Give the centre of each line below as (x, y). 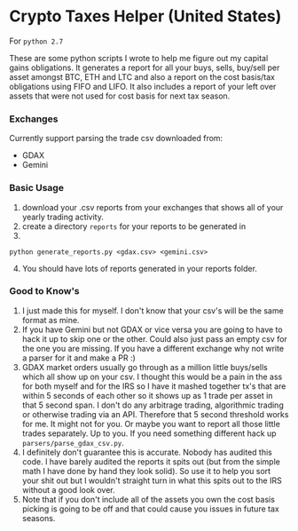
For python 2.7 (36, 41)
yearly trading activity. (63, 217)
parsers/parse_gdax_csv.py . (73, 442)
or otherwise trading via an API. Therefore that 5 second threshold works (155, 414)
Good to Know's (44, 291)
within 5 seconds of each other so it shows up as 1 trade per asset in (147, 395)
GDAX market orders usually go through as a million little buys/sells (145, 367)
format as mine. (51, 320)
